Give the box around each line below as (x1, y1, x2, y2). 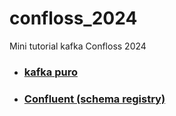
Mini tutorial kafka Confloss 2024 (9, 40, 147, 52)
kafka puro (23, 65, 78, 79)
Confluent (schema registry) (23, 92, 166, 106)
